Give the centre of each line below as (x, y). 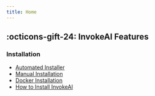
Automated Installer (40, 67)
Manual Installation (39, 74)
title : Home (21, 12)
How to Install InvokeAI (44, 87)
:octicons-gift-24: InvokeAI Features (77, 37)
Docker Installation (39, 81)
